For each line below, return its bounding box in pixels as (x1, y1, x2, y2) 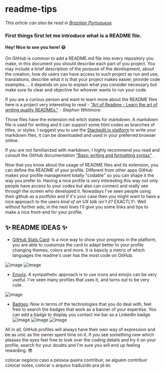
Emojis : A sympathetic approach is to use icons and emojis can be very (12, 271, 157, 277)
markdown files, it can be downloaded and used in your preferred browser (5, 132, 156, 138)
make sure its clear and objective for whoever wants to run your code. (5, 87, 148, 93)
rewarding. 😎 (5, 347, 33, 353)
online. (5, 137, 19, 144)
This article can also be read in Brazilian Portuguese (5, 20, 112, 26)
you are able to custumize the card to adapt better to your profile (12, 242, 144, 248)
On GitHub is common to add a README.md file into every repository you (5, 55, 154, 61)
